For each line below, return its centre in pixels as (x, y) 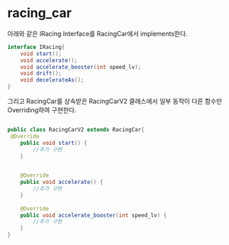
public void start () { (54, 143)
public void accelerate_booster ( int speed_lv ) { (94, 215)
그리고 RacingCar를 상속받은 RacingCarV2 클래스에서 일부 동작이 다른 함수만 (115, 102)
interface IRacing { (36, 47)
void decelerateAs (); (52, 80)
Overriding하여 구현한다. (42, 110)
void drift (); (41, 73)
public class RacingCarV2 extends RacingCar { (76, 130)
